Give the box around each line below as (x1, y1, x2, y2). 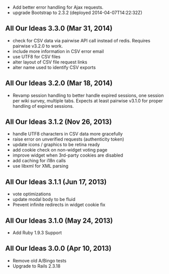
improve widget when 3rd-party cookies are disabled (12, 152, 124, 158)
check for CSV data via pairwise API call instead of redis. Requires (12, 37, 150, 43)
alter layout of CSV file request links (12, 59, 87, 65)
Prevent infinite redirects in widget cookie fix (12, 201, 106, 208)
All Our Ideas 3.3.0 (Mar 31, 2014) (5, 24, 112, 33)
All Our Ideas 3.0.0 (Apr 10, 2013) (5, 244, 112, 253)
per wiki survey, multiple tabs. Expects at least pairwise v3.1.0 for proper (12, 98, 163, 104)
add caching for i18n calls (12, 158, 66, 164)
